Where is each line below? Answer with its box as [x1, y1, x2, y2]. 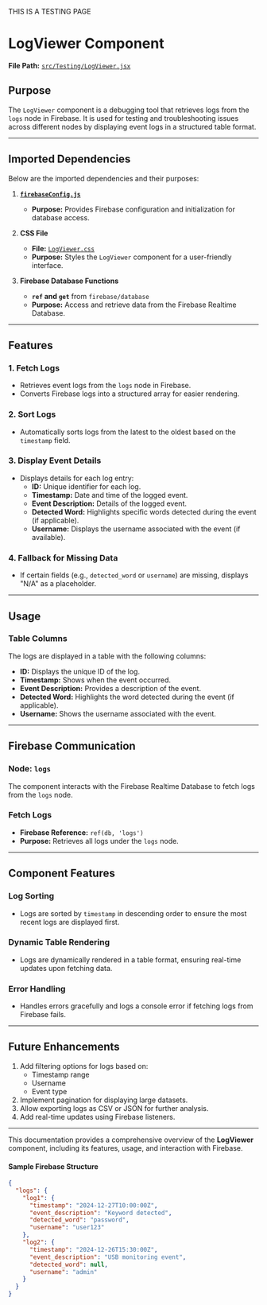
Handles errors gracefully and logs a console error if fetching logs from [19, 1001, 253, 1011]
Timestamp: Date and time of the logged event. [31, 490, 188, 499]
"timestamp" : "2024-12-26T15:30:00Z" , [29, 1245, 158, 1253]
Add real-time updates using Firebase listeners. [19, 1112, 176, 1121]
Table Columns [8, 633, 68, 644]
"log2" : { [22, 1238, 56, 1247]
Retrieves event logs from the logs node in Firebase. [19, 381, 192, 390]
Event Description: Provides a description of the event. [19, 683, 201, 693]
